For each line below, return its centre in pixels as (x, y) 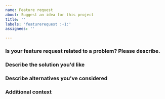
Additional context (29, 92)
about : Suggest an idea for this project (50, 15)
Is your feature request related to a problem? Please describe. (83, 51)
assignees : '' (20, 29)
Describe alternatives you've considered (56, 78)
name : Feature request (29, 10)
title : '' (16, 19)
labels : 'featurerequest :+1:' (38, 24)
